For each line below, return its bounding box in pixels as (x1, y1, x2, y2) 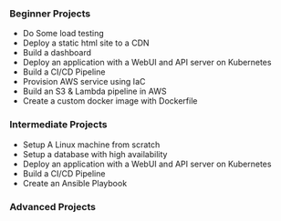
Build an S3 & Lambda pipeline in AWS (22, 85, 167, 97)
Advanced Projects (9, 200, 96, 213)
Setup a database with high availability (22, 148, 168, 159)
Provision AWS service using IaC (22, 76, 146, 87)
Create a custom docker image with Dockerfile (22, 95, 198, 106)
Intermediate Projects (9, 118, 108, 131)
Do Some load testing (22, 28, 105, 39)
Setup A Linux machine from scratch (22, 139, 161, 150)
